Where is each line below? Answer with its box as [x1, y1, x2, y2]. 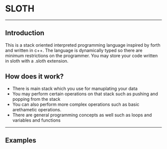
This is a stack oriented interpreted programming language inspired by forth [5, 42, 161, 48]
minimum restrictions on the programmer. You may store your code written [5, 53, 158, 59]
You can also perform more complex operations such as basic [12, 101, 140, 107]
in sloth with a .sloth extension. [5, 58, 69, 64]
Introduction [5, 29, 45, 37]
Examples [5, 136, 36, 145]
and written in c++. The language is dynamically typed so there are [5, 47, 143, 53]
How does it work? [5, 73, 64, 81]
